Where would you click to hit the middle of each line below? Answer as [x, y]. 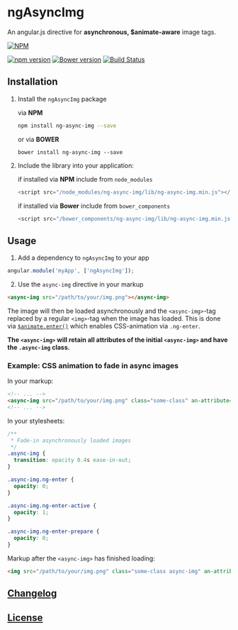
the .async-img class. [39, 347]
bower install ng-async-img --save [70, 152]
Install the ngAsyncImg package [62, 99]
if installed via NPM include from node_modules [85, 179]
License [25, 618]
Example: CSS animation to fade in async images [93, 365]
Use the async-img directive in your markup [80, 284]
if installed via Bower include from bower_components [94, 206]
